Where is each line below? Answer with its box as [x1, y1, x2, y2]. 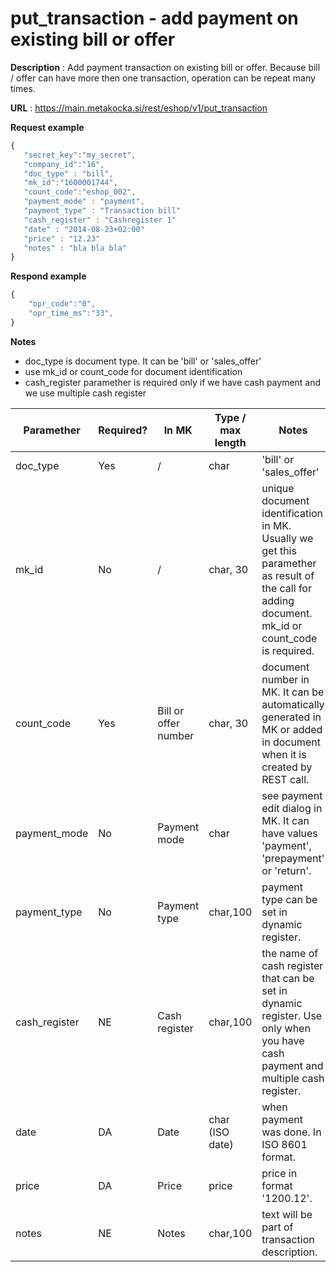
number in [261, 672, 310, 686]
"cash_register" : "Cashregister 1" [23, 215, 177, 225]
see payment [261, 788, 323, 802]
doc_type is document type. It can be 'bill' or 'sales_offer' [24, 355, 262, 367]
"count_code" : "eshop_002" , [23, 187, 137, 197]
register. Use [261, 1008, 323, 1022]
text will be [261, 1207, 313, 1221]
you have [261, 1033, 305, 1047]
